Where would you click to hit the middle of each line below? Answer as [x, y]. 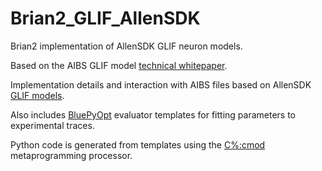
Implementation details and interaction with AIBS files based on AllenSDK [161, 84]
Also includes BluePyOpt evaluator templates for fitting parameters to [153, 114]
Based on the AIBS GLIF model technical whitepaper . [119, 65]
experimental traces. [52, 125]
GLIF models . [37, 95]
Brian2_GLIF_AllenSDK [105, 18]
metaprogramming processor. [71, 155]
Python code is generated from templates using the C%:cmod [138, 144]
